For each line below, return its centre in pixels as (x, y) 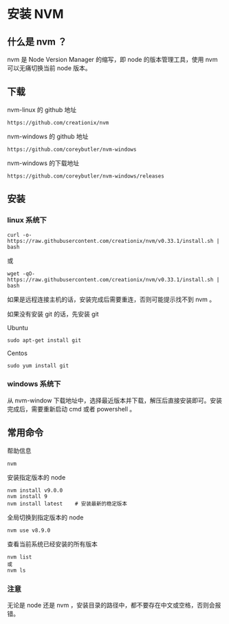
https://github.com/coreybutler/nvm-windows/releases (86, 176)
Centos (17, 353)
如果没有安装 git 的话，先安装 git (53, 314)
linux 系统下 (27, 220)
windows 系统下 (34, 384)
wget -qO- (21, 273)
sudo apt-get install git (44, 340)
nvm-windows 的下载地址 (43, 163)
